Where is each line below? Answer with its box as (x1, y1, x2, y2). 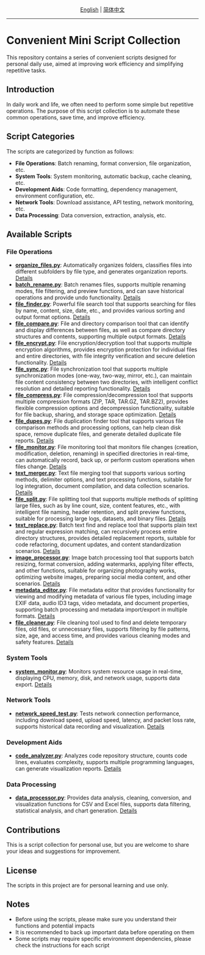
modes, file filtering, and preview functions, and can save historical (15, 288, 184, 295)
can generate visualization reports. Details (15, 765, 122, 773)
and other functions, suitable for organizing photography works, (15, 567, 176, 574)
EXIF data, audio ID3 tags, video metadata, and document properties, (15, 600, 190, 607)
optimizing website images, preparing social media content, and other (15, 573, 191, 581)
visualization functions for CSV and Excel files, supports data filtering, (15, 801, 191, 808)
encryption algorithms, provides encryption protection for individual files (15, 346, 198, 354)
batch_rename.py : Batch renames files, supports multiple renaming (15, 281, 186, 288)
